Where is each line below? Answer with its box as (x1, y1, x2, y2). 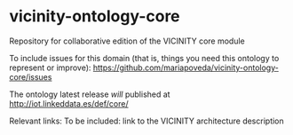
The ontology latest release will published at (9, 89, 170, 99)
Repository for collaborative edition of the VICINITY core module (9, 36, 246, 46)
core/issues (9, 71, 52, 82)
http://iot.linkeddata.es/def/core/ (9, 98, 129, 108)
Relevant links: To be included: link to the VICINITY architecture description (9, 115, 284, 126)
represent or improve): (9, 62, 91, 73)
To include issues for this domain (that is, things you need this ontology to (9, 52, 280, 63)
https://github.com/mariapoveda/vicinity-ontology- (92, 62, 280, 73)
